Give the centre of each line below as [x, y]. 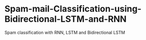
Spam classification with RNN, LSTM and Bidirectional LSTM [65, 32]
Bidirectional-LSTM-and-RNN [65, 19]
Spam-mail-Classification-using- [73, 9]
